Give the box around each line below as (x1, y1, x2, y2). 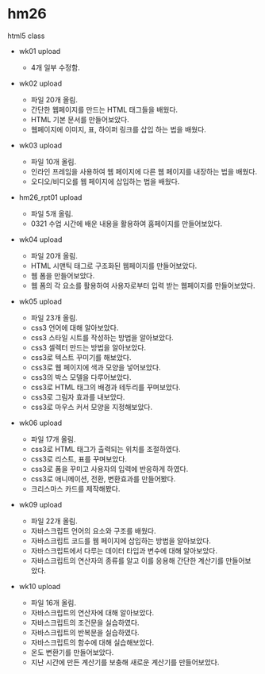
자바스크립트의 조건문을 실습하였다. (30, 618, 140, 627)
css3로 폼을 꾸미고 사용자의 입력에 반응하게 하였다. (30, 464, 189, 473)
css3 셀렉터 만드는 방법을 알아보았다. (30, 343, 147, 352)
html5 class (7, 31, 45, 40)
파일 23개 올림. (30, 312, 79, 322)
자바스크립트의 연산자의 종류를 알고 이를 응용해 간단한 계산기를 (30, 556, 224, 565)
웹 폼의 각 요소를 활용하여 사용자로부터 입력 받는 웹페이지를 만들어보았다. (30, 281, 255, 290)
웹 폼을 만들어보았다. (30, 270, 95, 280)
